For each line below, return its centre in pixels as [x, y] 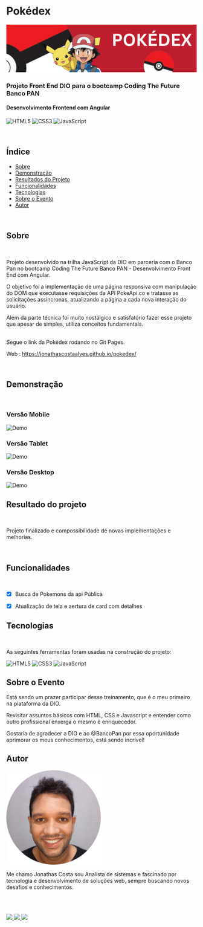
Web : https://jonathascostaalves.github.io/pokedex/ [72, 354]
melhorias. [19, 537]
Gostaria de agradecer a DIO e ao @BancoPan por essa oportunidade [93, 733]
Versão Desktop [30, 473]
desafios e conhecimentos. [40, 887]
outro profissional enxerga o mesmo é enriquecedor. [72, 722]
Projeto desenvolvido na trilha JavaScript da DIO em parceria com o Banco [99, 262]
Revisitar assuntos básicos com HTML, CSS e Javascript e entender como [99, 715]
